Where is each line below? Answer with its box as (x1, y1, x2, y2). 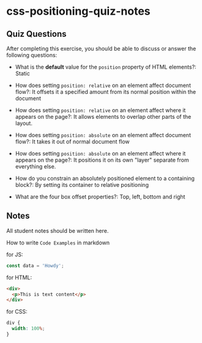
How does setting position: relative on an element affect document (15, 81, 191, 89)
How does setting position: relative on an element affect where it (15, 107, 186, 114)
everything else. (15, 163, 56, 170)
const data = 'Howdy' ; (6, 262, 64, 269)
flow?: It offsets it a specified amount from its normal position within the (15, 88, 196, 96)
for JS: (6, 251, 23, 258)
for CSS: (6, 308, 28, 315)
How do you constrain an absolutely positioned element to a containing (15, 175, 195, 182)
